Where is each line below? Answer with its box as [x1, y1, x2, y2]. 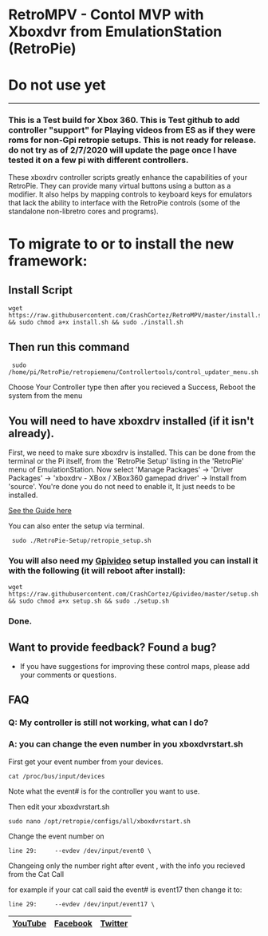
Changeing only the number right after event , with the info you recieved [8, 861, 246, 870]
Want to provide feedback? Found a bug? [8, 640, 217, 654]
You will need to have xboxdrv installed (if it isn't [8, 414, 254, 428]
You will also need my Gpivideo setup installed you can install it [8, 555, 258, 566]
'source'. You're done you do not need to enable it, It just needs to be [8, 482, 235, 492]
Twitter [100, 918, 128, 929]
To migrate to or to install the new [8, 234, 235, 253]
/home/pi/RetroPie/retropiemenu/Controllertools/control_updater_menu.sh [8, 368, 259, 376]
